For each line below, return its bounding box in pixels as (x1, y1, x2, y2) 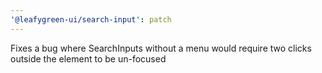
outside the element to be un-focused (10, 52, 167, 65)
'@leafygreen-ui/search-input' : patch (10, 14, 172, 25)
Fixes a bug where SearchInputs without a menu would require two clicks (10, 42, 312, 54)
